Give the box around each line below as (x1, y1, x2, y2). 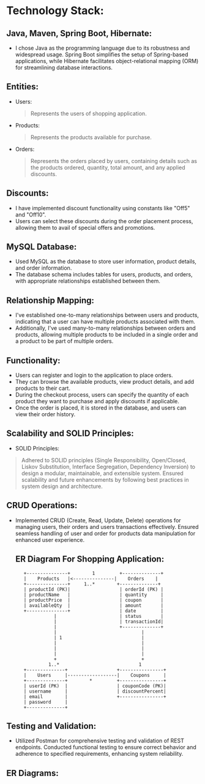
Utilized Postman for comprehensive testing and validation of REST (15, 737, 185, 745)
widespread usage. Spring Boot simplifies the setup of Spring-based (15, 51, 188, 58)
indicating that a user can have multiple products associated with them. (15, 318, 196, 325)
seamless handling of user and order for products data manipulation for (15, 530, 196, 537)
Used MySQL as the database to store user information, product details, (15, 258, 197, 265)
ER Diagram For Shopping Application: (15, 554, 165, 565)
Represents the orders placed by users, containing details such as (30, 157, 198, 164)
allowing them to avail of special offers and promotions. (15, 224, 155, 231)
